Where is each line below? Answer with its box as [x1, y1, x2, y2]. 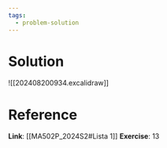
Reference [8, 106, 77, 124]
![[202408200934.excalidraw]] [8, 78, 109, 88]
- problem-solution [15, 19, 80, 27]
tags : [8, 11, 26, 20]
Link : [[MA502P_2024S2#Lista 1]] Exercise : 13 [8, 132, 160, 141]
